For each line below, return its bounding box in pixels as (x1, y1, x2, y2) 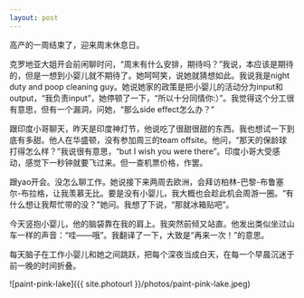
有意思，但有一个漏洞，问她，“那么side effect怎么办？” (9, 103, 215, 114)
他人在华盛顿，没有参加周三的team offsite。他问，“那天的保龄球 (48, 134, 288, 145)
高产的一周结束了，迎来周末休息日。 (9, 39, 145, 50)
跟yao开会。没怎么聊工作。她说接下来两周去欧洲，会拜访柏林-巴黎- (9, 176, 261, 187)
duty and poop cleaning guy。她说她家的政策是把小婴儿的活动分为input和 (9, 81, 283, 91)
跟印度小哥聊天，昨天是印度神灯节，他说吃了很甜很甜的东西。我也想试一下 (9, 123, 287, 134)
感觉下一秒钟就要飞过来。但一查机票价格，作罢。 (24, 157, 208, 168)
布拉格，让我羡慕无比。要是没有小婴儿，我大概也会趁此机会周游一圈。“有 (21, 187, 294, 198)
